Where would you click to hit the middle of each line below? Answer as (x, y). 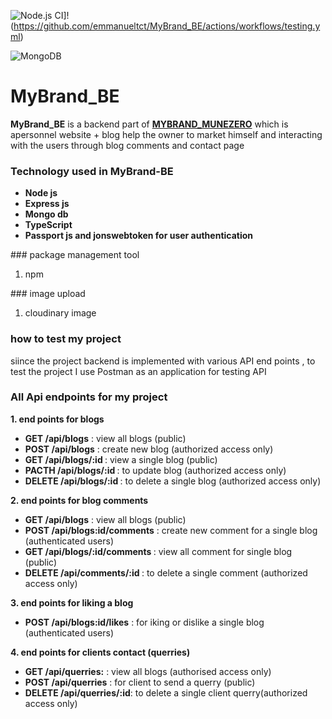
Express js (47, 204)
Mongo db (46, 214)
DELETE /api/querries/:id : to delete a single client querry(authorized (166, 692)
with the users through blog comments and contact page (127, 145)
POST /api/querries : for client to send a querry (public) (140, 682)
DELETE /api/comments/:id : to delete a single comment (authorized (166, 572)
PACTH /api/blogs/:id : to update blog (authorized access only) (155, 470)
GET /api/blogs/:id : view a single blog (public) (121, 459)
